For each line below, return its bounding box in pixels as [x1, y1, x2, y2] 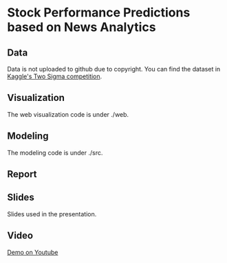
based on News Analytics [7, 19, 156, 35]
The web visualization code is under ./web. [7, 110, 129, 118]
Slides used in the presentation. [7, 209, 97, 218]
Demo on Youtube [7, 248, 58, 256]
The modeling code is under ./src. [7, 148, 103, 157]
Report [7, 168, 37, 180]
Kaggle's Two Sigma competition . [7, 72, 102, 80]
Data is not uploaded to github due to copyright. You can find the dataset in [7, 65, 221, 73]
